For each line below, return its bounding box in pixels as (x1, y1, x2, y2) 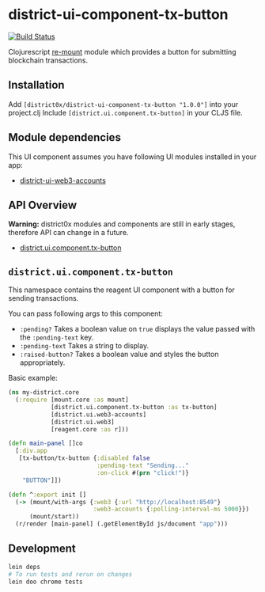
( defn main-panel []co (8, 439, 83, 448)
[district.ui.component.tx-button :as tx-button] (50, 403, 218, 411)
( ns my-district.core (8, 389, 80, 397)
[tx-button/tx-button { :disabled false (18, 454, 150, 462)
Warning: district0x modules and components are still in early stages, (8, 219, 236, 229)
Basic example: (8, 374, 58, 383)
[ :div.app (15, 447, 47, 455)
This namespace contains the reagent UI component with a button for (8, 285, 235, 294)
